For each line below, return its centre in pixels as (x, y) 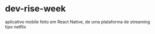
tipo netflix (16, 26)
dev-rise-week (36, 9)
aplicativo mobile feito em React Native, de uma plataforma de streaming (77, 22)
